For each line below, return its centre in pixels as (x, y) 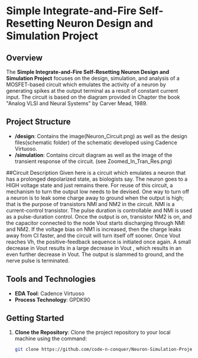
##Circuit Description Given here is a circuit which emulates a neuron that (96, 173)
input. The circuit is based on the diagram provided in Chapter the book (93, 97)
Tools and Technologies (51, 279)
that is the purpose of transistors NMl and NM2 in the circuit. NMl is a (90, 204)
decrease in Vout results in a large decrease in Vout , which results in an (94, 248)
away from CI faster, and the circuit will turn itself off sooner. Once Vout (93, 235)
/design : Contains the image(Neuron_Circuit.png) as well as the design (101, 136)
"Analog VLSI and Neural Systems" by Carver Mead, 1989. (77, 103)
